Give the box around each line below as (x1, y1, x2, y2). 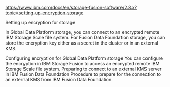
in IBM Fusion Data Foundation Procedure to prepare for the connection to (5, 71, 161, 77)
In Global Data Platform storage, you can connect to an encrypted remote (5, 29, 160, 35)
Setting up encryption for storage (5, 20, 76, 25)
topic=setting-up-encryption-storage (5, 10, 84, 16)
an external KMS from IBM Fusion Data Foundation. (5, 77, 113, 82)
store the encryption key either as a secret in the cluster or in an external (5, 40, 158, 46)
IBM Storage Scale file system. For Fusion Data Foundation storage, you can (5, 35, 165, 40)
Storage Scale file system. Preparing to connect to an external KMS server (5, 66, 162, 72)
